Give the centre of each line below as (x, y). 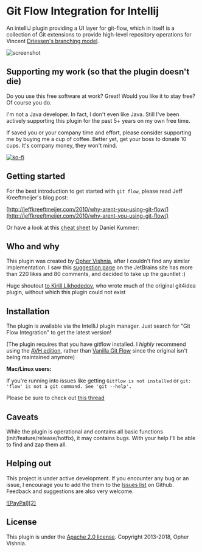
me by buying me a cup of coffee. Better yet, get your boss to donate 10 (96, 139)
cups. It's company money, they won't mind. (62, 145)
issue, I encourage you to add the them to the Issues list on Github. (90, 485)
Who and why (33, 247)
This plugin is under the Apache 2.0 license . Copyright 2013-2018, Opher (98, 537)
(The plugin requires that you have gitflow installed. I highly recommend (96, 344)
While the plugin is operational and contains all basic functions (85, 432)
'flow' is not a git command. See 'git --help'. (69, 387)
